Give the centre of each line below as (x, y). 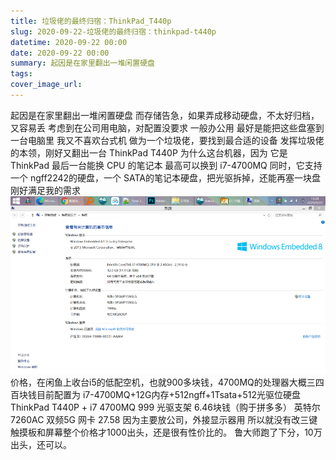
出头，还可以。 (41, 444)
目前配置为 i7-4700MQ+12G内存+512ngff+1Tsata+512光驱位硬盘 (168, 394)
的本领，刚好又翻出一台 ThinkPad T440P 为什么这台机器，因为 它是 (149, 152)
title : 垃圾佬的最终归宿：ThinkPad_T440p (91, 21)
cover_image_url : (46, 85)
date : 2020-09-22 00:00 (60, 53)
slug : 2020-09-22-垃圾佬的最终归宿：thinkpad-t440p (113, 31)
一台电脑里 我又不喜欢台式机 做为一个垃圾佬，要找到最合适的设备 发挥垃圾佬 (167, 140)
